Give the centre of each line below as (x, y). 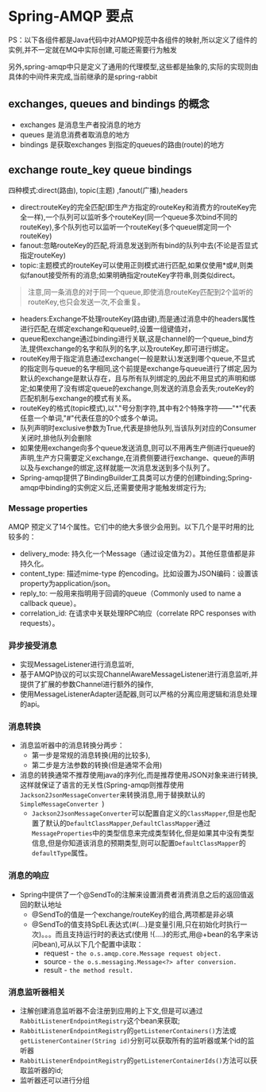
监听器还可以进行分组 (54, 1080)
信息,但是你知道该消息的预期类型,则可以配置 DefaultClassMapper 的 (139, 843)
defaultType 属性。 (62, 853)
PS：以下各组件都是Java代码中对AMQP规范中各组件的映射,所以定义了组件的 (133, 40)
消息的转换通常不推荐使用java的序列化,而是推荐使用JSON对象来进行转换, (139, 775)
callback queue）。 (50, 603)
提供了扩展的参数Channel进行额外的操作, (87, 685)
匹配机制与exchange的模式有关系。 (78, 398)
